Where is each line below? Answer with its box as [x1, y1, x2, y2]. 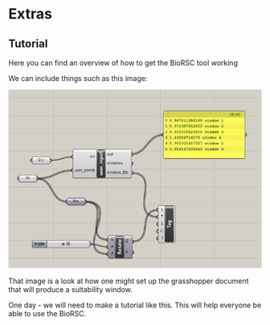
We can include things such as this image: [8, 74, 148, 83]
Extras [8, 5, 52, 23]
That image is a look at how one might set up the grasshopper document [8, 276, 249, 286]
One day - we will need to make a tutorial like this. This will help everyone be [8, 300, 262, 310]
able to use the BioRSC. [8, 309, 87, 319]
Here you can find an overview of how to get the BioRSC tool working [8, 58, 239, 67]
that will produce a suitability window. [8, 285, 133, 295]
